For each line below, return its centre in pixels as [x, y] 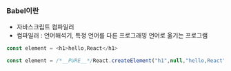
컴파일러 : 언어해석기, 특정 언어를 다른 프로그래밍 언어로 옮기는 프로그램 [112, 35]
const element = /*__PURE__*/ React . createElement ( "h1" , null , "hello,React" [116, 61]
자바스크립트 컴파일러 [45, 27]
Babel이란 [23, 10]
